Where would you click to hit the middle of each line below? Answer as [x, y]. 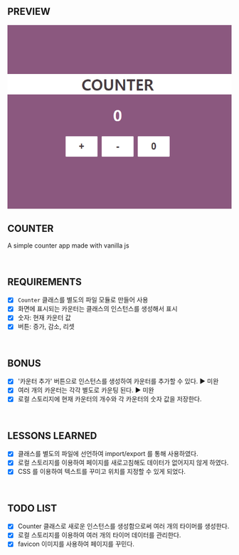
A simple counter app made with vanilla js [68, 245]
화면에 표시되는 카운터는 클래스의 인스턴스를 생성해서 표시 [97, 309]
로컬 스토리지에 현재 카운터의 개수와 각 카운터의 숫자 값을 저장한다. [110, 399]
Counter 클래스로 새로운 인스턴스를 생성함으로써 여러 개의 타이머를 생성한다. [123, 527]
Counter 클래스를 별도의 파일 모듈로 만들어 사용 [83, 300]
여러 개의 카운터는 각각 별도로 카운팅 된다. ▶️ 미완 [86, 390]
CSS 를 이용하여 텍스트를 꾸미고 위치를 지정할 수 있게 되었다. [102, 472]
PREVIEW [29, 12]
